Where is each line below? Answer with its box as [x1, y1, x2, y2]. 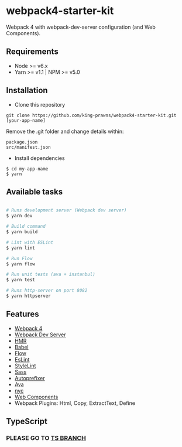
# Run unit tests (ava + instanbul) [6, 271, 95, 278]
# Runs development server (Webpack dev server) [6, 207, 127, 213]
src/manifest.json [6, 144, 51, 150]
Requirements [6, 47, 59, 57]
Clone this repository [14, 101, 66, 108]
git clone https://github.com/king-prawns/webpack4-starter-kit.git [6, 112, 177, 118]
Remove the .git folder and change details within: [6, 128, 124, 135]
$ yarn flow [6, 261, 35, 267]
